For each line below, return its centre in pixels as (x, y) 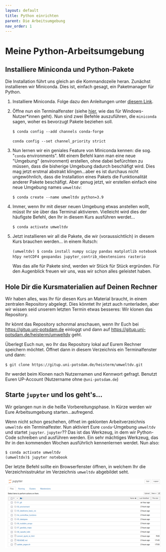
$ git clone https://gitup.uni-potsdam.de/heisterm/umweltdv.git (74, 365)
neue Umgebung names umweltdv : (47, 187)
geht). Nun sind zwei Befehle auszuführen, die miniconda (99, 116)
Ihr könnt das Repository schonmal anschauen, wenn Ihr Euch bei (72, 324)
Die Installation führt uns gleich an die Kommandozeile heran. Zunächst (78, 81)
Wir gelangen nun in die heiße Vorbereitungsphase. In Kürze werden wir (79, 407)
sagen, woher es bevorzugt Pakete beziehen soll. (62, 122)
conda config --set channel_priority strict (59, 141)
